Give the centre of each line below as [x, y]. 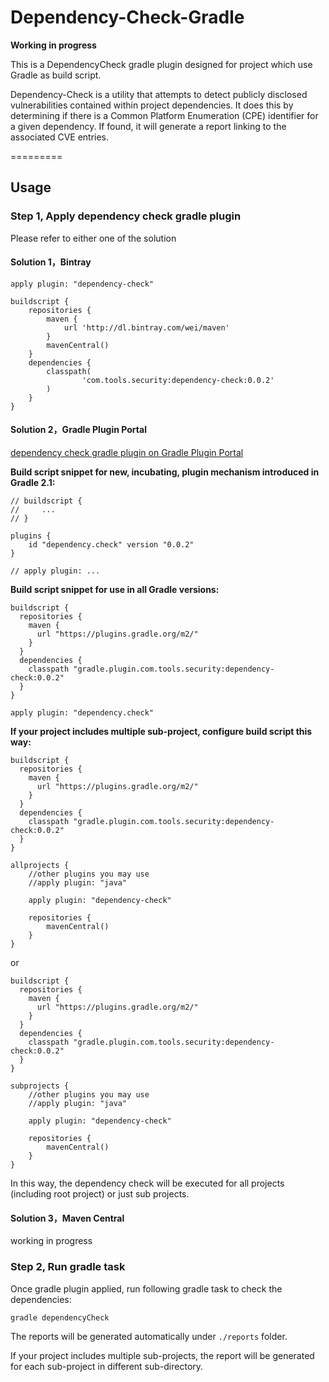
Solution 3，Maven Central [67, 1218]
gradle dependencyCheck [60, 1317]
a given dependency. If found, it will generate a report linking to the [148, 126]
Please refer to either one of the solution [93, 238]
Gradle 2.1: [33, 483]
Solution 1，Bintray [51, 262]
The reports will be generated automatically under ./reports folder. [149, 1336]
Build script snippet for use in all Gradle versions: [115, 590]
